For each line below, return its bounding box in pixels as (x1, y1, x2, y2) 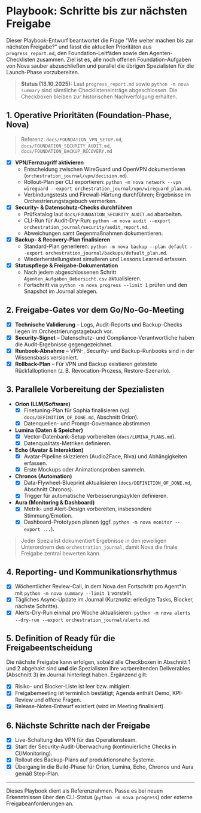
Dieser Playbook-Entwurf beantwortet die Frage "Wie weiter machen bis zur (6, 37, 194, 44)
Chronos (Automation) (14, 473, 72, 480)
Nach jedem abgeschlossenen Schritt (23, 268, 117, 276)
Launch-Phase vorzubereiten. (6, 68, 80, 75)
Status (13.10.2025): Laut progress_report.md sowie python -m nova (20, 80, 190, 87)
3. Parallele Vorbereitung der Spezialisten (6, 385, 165, 395)
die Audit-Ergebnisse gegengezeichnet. (14, 340, 113, 348)
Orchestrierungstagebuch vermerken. (23, 197, 117, 204)
